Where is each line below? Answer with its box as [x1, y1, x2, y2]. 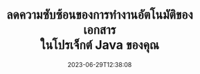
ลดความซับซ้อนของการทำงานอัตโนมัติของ [6, 7, 193, 23]
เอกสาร [83, 22, 116, 38]
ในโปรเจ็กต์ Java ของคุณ [39, 37, 160, 53]
